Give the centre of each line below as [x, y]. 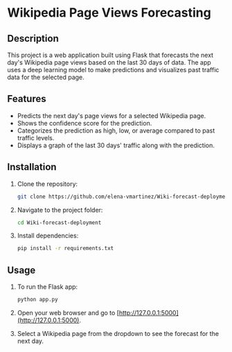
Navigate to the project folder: [60, 210]
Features [27, 99]
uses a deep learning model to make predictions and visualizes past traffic [113, 70]
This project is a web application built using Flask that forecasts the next [110, 55]
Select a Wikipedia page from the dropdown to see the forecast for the [118, 333]
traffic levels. [36, 137]
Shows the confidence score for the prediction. [84, 123]
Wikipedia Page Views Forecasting [109, 13]
